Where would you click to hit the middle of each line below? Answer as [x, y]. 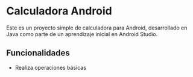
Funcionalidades [38, 53]
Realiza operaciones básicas [50, 67]
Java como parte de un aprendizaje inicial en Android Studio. [82, 34]
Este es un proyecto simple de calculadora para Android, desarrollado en [97, 28]
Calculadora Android [59, 11]
